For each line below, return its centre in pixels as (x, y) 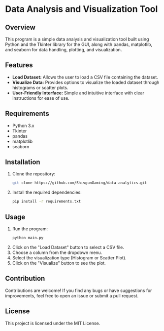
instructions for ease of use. (41, 98)
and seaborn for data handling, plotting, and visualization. (64, 50)
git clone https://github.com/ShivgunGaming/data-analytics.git (80, 183)
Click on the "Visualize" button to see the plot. (59, 263)
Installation (23, 162)
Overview (20, 27)
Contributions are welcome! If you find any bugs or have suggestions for (79, 290)
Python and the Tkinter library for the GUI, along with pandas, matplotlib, (79, 44)
